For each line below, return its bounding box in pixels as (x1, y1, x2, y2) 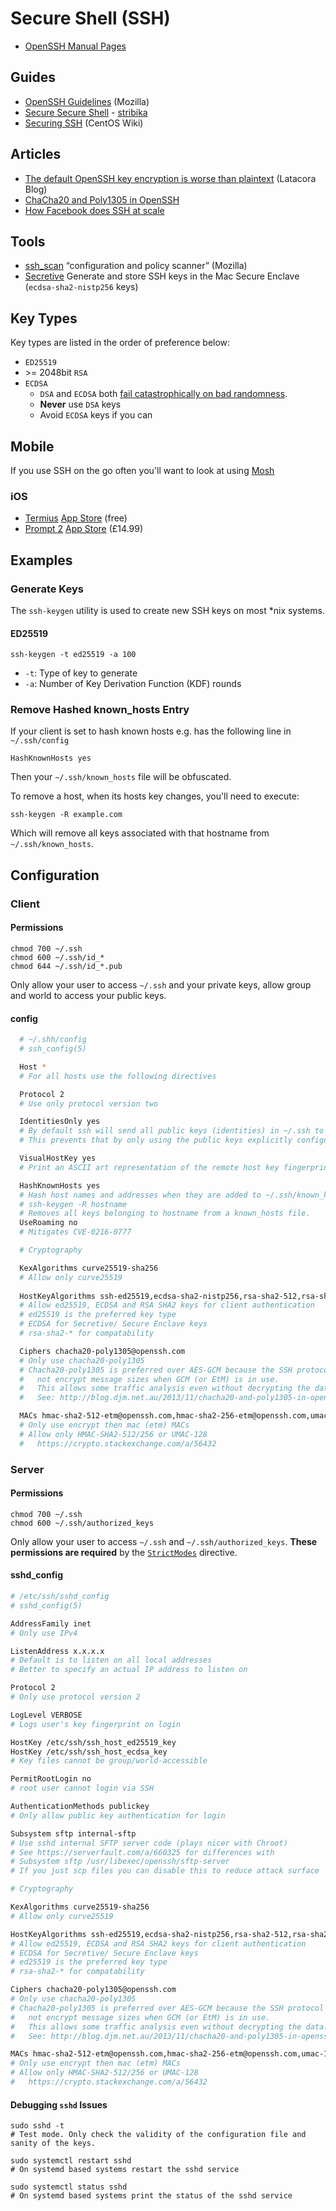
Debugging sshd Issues (10, 2098, 108, 2111)
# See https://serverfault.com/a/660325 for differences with (10, 1847, 275, 1857)
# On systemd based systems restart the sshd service (10, 2165, 240, 2175)
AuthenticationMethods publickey (10, 1802, 150, 1812)
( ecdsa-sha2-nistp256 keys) (24, 281, 139, 293)
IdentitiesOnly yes (19, 1117, 101, 1127)
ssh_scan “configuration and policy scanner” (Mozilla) (24, 260, 248, 272)
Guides (10, 69, 57, 86)
